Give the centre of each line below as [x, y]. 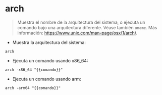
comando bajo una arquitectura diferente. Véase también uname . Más [87, 27]
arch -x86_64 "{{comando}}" [34, 70]
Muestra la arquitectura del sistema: [49, 42]
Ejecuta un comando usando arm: [47, 79]
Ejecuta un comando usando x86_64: [50, 60]
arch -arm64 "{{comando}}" [33, 88]
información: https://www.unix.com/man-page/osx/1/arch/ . [77, 33]
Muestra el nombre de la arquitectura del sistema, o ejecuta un [81, 22]
